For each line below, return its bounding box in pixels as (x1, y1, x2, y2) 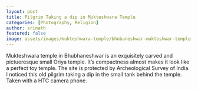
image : (6, 36, 22, 42)
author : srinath (6, 25, 46, 31)
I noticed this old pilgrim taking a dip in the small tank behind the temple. (6, 71, 182, 78)
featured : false (6, 31, 46, 36)
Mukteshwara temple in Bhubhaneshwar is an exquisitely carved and (6, 52, 173, 59)
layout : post (6, 8, 38, 15)
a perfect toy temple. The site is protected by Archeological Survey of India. (6, 65, 190, 71)
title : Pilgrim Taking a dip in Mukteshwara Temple (6, 14, 136, 20)
